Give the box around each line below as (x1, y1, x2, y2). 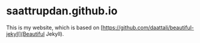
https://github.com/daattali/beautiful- (102, 24, 194, 31)
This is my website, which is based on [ (6, 24, 103, 31)
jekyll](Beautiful (6, 30, 45, 37)
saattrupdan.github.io (6, 4, 118, 18)
